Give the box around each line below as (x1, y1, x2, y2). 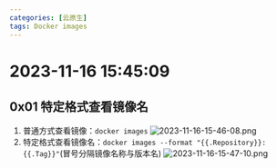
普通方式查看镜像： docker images (22, 124, 149, 136)
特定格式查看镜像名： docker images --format (22, 136, 193, 147)
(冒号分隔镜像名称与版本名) (59, 147, 162, 159)
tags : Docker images (9, 22, 88, 31)
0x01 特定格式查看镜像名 (9, 99, 149, 114)
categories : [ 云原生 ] (9, 13, 87, 23)
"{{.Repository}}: (196, 138, 267, 147)
